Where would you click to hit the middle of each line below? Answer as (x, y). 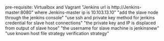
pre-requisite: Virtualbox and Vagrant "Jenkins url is (58, 7)
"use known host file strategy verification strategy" (57, 33)
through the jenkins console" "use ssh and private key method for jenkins (80, 18)
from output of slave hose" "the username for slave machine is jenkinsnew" (82, 28)
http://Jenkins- (126, 7)
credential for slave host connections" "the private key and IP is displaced (81, 23)
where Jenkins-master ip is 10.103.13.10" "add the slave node (96, 12)
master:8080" (19, 12)
